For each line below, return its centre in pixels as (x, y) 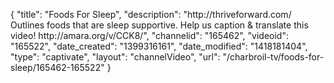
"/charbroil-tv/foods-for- (273, 57)
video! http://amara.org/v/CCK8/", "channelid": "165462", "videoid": (149, 35)
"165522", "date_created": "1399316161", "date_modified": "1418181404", (159, 46)
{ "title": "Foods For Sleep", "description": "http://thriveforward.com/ (151, 14)
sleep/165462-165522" (57, 67)
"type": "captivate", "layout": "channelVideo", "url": (115, 57)
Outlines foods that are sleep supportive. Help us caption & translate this (159, 25)
